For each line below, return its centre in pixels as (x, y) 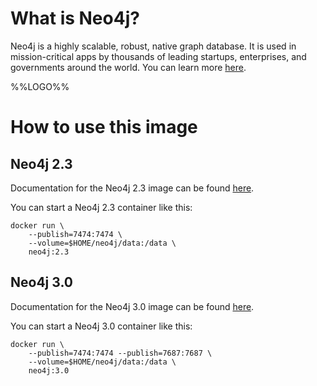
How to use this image (104, 127)
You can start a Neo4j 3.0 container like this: (101, 326)
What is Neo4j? (75, 18)
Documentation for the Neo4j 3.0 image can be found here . (132, 306)
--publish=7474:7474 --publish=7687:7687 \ (120, 353)
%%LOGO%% (40, 86)
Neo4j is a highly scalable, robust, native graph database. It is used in (153, 46)
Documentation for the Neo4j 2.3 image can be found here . (132, 188)
